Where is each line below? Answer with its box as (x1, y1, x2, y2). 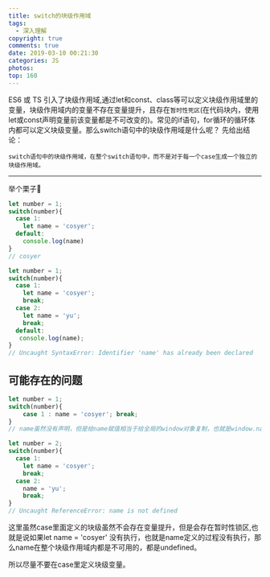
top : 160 (8, 72, 38, 80)
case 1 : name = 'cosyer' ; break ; (22, 410, 138, 418)
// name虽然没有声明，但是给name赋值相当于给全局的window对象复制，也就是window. (8, 425, 256, 433)
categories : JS (8, 57, 59, 65)
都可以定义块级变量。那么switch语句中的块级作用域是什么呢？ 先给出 (14, 125, 243, 134)
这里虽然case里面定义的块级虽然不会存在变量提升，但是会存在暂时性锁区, (8, 522, 252, 532)
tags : (8, 19, 27, 27)
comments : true (8, 42, 59, 50)
